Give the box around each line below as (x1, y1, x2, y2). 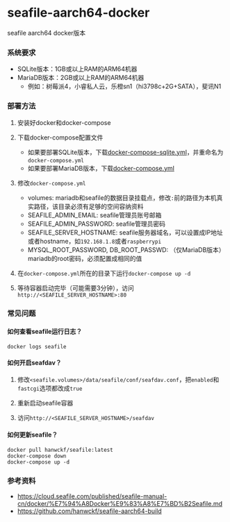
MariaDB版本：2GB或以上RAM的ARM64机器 (17, 74, 145, 82)
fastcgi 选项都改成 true (17, 384, 83, 392)
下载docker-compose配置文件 (17, 133, 104, 142)
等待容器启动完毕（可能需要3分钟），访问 (17, 283, 134, 292)
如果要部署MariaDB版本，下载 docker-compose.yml (27, 164, 175, 172)
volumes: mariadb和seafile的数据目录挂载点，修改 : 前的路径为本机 (27, 193, 217, 202)
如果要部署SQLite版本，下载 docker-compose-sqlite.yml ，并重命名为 (27, 148, 224, 156)
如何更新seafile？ (7, 430, 58, 439)
